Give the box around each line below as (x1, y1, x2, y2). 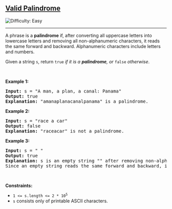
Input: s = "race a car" (5, 118, 68, 124)
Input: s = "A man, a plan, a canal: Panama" (5, 88, 122, 94)
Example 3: (5, 137, 30, 144)
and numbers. (5, 49, 35, 55)
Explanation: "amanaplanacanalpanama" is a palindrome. (5, 98, 148, 104)
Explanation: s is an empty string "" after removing (5, 158, 143, 164)
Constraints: (5, 182, 33, 189)
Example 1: (5, 78, 29, 84)
